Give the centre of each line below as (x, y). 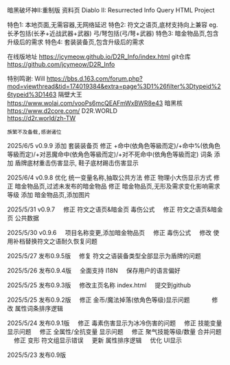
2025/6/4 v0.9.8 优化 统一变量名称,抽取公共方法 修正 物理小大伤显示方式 (110, 177)
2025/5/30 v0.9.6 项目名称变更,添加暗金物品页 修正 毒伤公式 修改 (110, 232)
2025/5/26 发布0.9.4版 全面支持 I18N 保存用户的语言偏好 (94, 270)
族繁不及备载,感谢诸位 (34, 132)
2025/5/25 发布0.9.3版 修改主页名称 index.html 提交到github (99, 285)
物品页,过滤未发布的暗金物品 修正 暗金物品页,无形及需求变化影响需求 (123, 186)
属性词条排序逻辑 (39, 308)
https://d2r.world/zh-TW (42, 118)
